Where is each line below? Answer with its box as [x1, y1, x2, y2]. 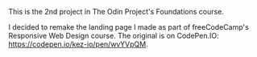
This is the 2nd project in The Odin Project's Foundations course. [8, 7, 224, 16]
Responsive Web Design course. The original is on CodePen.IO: [8, 31, 219, 40]
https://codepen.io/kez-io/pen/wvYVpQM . [8, 39, 148, 49]
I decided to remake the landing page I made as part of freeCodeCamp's [8, 22, 250, 31]
